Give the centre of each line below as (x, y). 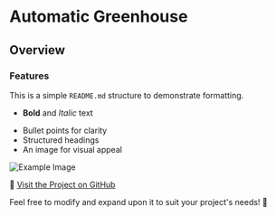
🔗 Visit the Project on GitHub (62, 184)
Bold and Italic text (57, 113)
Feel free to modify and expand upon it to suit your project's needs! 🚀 (139, 202)
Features (29, 76)
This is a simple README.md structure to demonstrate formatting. (127, 95)
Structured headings (61, 140)
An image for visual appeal (72, 149)
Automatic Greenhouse (99, 17)
